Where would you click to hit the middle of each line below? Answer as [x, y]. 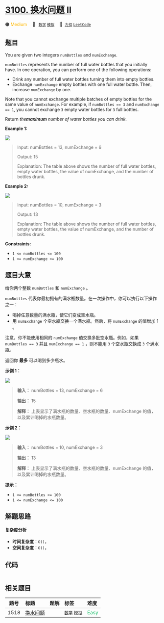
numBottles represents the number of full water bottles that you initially [76, 64]
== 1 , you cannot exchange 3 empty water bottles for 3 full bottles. [72, 109]
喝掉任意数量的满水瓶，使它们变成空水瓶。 [55, 315]
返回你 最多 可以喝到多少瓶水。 [36, 360]
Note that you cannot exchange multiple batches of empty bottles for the [79, 99]
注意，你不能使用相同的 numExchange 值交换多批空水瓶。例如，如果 [72, 337]
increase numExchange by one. [42, 89]
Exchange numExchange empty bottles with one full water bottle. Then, [82, 84]
